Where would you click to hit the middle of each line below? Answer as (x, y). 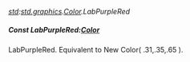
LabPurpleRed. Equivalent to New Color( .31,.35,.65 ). (96, 49)
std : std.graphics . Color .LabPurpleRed (69, 12)
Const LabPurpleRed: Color (54, 29)
